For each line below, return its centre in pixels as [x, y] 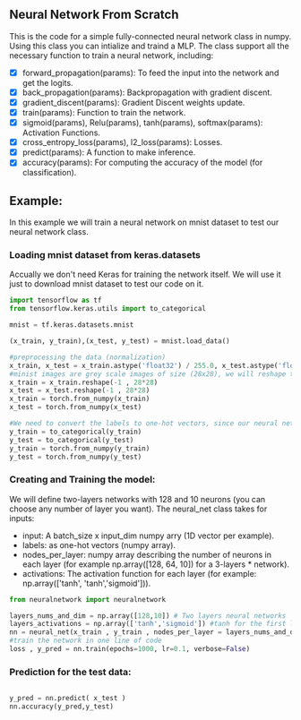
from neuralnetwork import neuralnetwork [88, 599]
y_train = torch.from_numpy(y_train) [80, 448]
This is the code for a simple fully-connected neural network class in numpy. [150, 36]
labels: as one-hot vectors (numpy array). [99, 544]
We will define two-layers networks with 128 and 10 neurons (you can [138, 499]
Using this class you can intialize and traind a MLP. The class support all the [149, 46]
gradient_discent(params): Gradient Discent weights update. [133, 102]
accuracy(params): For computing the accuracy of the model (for [142, 163]
